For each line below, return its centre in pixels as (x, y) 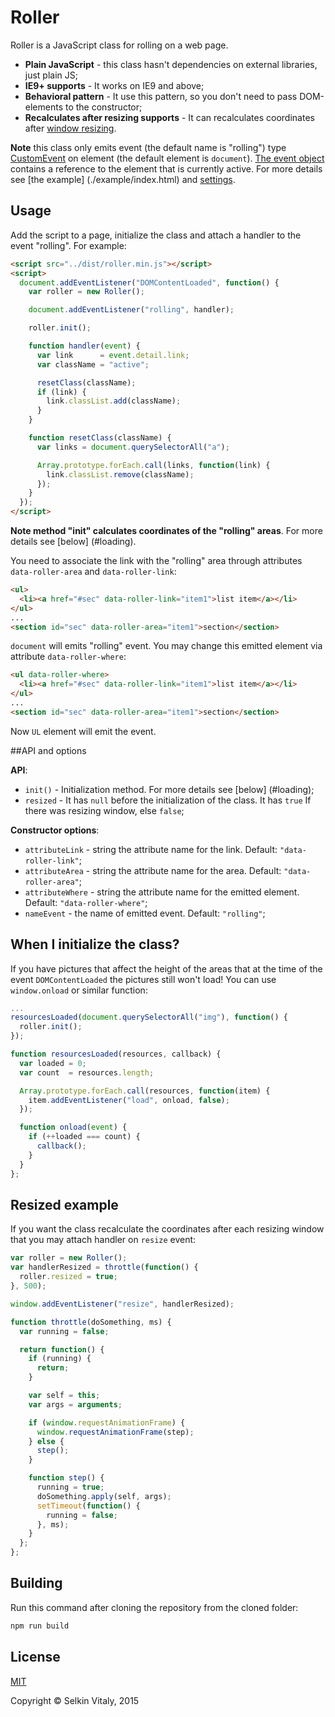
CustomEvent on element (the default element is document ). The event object (167, 158)
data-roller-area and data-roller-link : (93, 571)
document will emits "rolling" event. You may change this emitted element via (166, 646)
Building (36, 1583)
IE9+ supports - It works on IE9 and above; (114, 85)
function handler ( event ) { (84, 346)
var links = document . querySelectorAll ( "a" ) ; (133, 447)
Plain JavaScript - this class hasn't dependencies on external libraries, (171, 64)
